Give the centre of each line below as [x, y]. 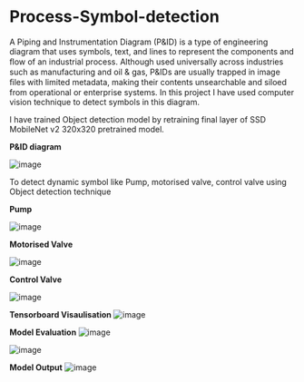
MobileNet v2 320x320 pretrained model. [87, 129]
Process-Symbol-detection [114, 17]
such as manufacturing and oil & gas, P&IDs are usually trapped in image [145, 72]
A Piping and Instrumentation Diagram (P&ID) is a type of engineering [139, 42]
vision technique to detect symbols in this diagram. [104, 102]
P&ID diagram [35, 146]
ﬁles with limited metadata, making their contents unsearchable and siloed [148, 82]
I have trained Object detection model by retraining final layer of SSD [137, 119]
